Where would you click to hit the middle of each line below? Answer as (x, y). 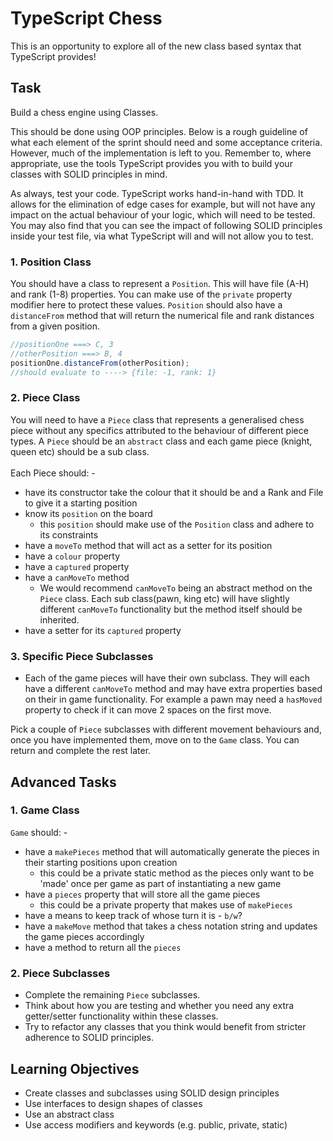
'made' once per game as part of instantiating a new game (160, 883)
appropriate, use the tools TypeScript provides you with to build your (151, 163)
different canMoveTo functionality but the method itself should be (171, 609)
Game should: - (39, 832)
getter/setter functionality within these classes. (121, 1016)
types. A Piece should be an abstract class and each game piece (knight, (161, 441)
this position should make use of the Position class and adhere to (177, 524)
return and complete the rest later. (81, 751)
